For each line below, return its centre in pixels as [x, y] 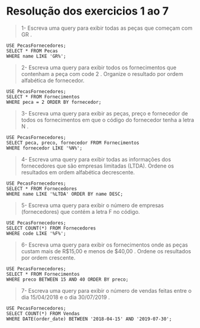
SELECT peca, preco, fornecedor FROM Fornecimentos [73, 143]
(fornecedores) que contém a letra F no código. [81, 211]
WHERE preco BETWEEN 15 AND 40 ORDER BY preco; [68, 279]
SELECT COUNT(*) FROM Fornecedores [51, 228]
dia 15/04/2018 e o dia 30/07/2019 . [65, 297]
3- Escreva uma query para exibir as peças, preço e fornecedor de [105, 113]
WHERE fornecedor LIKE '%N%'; [45, 148]
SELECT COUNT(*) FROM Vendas [43, 313]
